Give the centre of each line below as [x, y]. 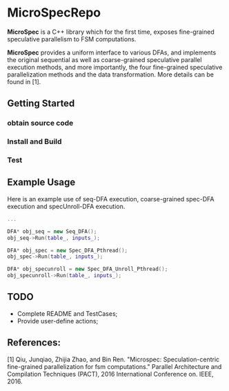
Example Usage [41, 182]
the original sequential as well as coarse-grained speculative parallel [104, 59]
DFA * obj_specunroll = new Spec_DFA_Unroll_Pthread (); [88, 269]
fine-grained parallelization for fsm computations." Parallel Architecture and [114, 366]
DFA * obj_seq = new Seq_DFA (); [52, 231]
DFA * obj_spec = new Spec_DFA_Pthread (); [68, 250]
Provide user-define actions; [58, 321]
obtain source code [40, 123]
